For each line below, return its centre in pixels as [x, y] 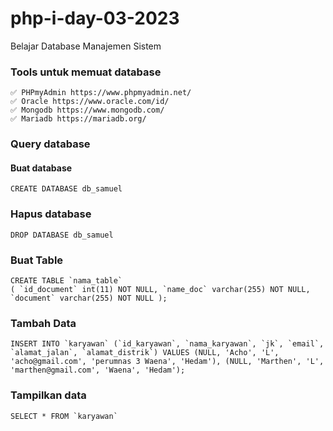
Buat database [41, 168]
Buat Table [37, 260]
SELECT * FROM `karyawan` [64, 416]
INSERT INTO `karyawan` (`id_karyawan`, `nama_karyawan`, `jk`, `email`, [167, 344]
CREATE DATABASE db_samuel [66, 189]
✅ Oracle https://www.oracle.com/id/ [90, 102]
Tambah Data [43, 323]
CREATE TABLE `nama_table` [66, 280]
